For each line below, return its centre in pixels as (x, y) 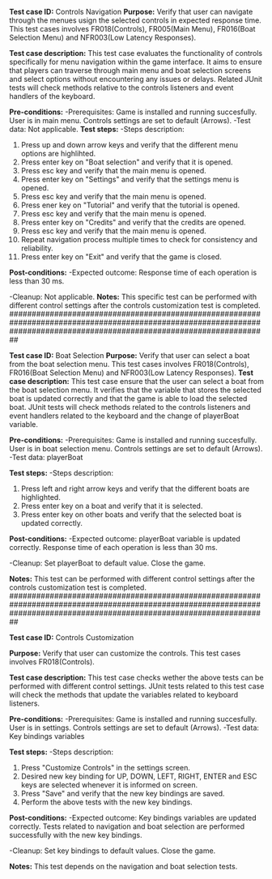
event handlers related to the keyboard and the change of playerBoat (124, 416)
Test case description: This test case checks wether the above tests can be (136, 677)
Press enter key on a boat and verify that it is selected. (112, 506)
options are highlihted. (58, 154)
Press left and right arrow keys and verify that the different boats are (135, 489)
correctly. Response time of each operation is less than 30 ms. (113, 547)
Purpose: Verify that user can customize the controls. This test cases (125, 653)
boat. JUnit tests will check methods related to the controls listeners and (130, 407)
